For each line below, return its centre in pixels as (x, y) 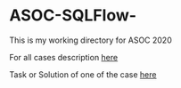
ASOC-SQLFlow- (73, 16)
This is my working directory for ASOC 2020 (90, 40)
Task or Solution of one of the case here (83, 74)
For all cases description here (64, 57)
